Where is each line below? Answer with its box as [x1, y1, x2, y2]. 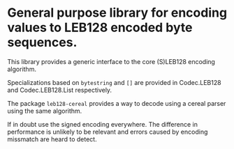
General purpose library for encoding [7, 5, 228, 21]
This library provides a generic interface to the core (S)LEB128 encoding [7, 57, 215, 65]
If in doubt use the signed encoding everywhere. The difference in [7, 120, 198, 128]
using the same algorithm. [7, 107, 82, 115]
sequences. [7, 35, 78, 50]
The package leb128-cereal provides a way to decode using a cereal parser [7, 99, 226, 107]
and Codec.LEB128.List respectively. [7, 86, 112, 94]
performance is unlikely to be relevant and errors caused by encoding [7, 127, 208, 136]
